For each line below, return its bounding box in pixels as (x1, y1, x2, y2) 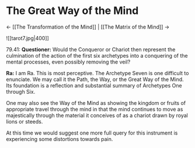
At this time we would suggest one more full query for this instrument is (6, 129, 178, 136)
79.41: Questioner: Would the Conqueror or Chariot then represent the (6, 45, 176, 53)
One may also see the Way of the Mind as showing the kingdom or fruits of (6, 99, 186, 106)
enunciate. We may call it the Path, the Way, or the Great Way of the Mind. (6, 76, 184, 83)
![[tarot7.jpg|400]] (6, 34, 50, 41)
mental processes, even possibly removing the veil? (6, 58, 131, 65)
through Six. (6, 88, 36, 95)
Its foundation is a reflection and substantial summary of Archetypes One (6, 82, 182, 89)
